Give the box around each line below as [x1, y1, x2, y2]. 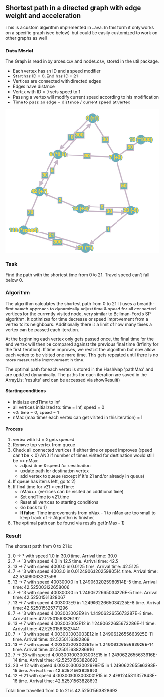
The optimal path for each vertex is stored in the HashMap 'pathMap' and [5, 366, 154, 372]
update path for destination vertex [20, 468, 89, 474]
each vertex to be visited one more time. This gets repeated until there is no [5, 352, 159, 358]
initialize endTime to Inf [12, 399, 60, 405]
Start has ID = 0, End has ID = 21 [12, 73, 78, 79]
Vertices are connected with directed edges [12, 78, 101, 84]
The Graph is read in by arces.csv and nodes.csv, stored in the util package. [5, 58, 159, 64]
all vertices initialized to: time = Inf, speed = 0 [12, 404, 105, 410]
